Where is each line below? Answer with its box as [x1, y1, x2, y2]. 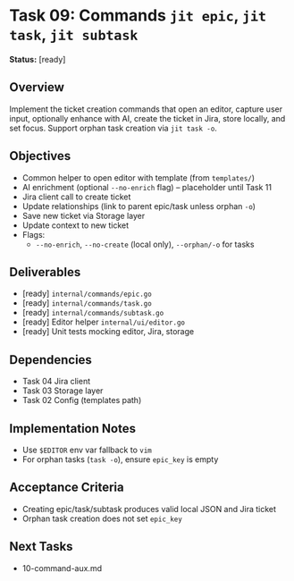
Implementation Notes [9, 421, 137, 436]
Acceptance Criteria [9, 480, 124, 495]
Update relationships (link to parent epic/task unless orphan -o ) [21, 200, 256, 211]
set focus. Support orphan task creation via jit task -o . [9, 122, 217, 133]
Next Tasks [9, 539, 73, 554]
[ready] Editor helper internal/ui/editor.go [21, 316, 186, 327]
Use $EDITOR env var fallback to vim [21, 444, 152, 455]
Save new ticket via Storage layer [21, 210, 146, 221]
